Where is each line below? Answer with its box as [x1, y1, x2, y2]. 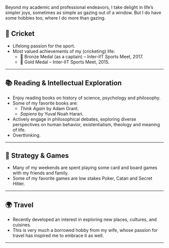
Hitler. [12, 181, 25, 187]
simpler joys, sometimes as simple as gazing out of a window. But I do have [5, 10, 161, 16]
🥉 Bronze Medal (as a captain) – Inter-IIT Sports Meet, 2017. [20, 53, 143, 59]
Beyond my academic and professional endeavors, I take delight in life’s [5, 5, 153, 10]
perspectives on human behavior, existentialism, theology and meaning [12, 121, 160, 127]
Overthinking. [12, 132, 41, 138]
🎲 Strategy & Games [5, 151, 69, 160]
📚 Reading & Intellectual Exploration [5, 79, 122, 88]
